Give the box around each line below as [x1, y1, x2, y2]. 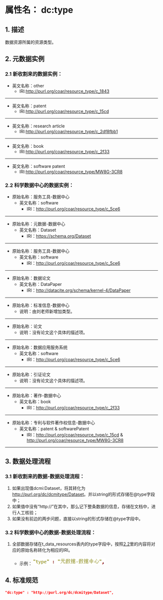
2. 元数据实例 [5, 55, 45, 63]
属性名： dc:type [5, 4, 74, 16]
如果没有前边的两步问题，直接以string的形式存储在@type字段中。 [12, 516, 143, 521]
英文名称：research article [12, 123, 65, 129]
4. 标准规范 [5, 576, 38, 584]
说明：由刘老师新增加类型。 [19, 308, 75, 314]
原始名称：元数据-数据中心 [12, 220, 65, 227]
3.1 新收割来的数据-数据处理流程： [5, 473, 85, 480]
